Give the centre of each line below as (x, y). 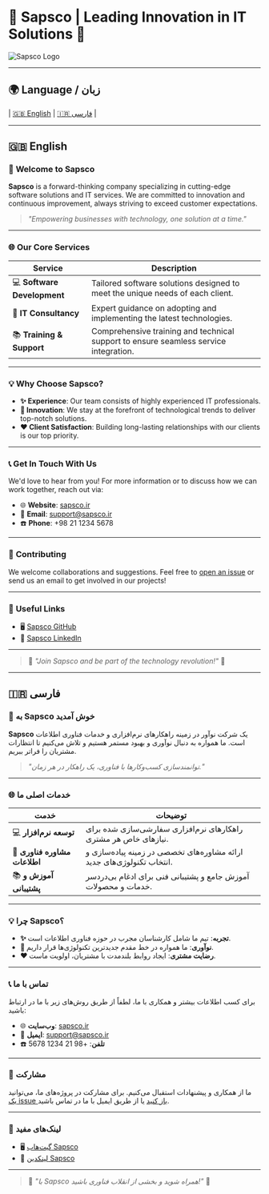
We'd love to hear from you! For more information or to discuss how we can (133, 481)
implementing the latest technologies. (162, 318)
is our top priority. (49, 435)
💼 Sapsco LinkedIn (50, 638)
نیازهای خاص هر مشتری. (127, 839)
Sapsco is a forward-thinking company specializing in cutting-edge (119, 186)
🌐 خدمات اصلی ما (39, 795)
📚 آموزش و (33, 875)
